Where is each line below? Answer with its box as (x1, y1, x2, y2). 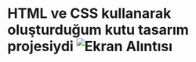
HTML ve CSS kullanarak (7, 5, 172, 22)
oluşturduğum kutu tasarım (7, 21, 189, 39)
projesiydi (7, 38, 74, 55)
